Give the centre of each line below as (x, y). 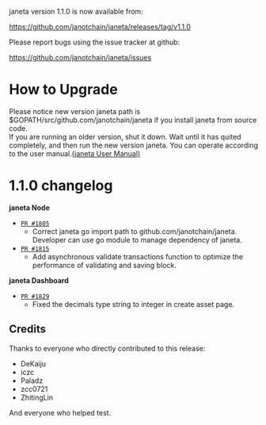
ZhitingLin (37, 397)
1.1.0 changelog (61, 186)
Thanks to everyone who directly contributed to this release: (107, 348)
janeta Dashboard (39, 280)
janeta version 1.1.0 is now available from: (76, 11)
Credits (28, 329)
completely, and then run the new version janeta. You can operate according (133, 145)
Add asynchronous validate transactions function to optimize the (138, 256)
